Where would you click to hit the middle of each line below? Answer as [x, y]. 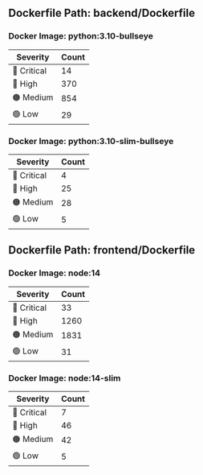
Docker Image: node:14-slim [65, 378]
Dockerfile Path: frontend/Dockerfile [102, 250]
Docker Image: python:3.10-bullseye [81, 36]
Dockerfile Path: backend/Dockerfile [101, 13]
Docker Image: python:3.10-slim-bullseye [91, 141]
